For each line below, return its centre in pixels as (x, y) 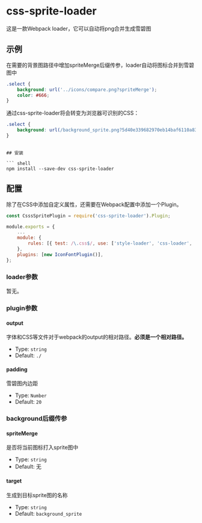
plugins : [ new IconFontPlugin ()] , (60, 254)
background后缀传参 (37, 419)
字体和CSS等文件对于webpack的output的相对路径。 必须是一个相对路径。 (97, 337)
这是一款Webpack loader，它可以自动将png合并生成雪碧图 (79, 28)
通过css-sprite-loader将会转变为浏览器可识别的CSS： (73, 113)
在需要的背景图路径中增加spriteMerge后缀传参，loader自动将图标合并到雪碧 (100, 65)
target (14, 481)
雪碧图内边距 (22, 383)
